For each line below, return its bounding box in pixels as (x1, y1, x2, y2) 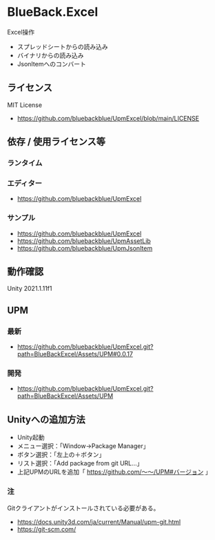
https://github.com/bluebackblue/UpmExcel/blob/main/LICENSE (17, 114, 200, 122)
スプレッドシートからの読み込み (17, 42, 108, 50)
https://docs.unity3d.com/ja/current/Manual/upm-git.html (17, 517, 181, 525)
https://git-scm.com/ (17, 525, 76, 533)
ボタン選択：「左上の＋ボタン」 (17, 450, 105, 459)
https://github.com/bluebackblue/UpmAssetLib (17, 236, 152, 245)
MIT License (7, 101, 43, 109)
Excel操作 (7, 28, 35, 36)
